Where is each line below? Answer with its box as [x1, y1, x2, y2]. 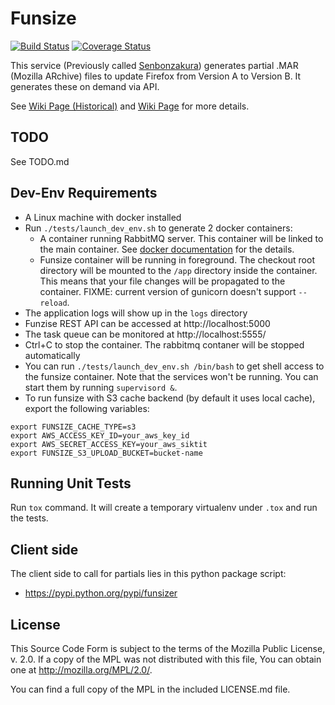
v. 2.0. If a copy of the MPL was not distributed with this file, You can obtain [10, 653, 322, 665]
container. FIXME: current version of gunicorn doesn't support [39, 285, 297, 297]
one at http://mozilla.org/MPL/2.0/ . [10, 664, 153, 676]
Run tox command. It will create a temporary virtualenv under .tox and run [10, 502, 318, 514]
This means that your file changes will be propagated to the [39, 275, 286, 287]
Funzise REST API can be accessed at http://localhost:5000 [24, 317, 271, 329]
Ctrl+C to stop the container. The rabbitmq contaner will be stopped [24, 338, 305, 351]
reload [39, 298, 68, 308]
